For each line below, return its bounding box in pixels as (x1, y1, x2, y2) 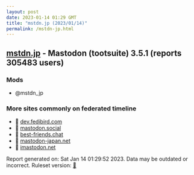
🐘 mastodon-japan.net (14, 137, 71, 145)
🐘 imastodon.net (14, 144, 56, 151)
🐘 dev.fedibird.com (14, 118, 62, 126)
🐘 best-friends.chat (14, 131, 63, 138)
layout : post (6, 8, 39, 15)
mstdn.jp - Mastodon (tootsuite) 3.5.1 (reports (6, 48, 182, 58)
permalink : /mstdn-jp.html (6, 25, 74, 32)
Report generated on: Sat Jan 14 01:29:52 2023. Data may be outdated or (6, 155, 189, 163)
